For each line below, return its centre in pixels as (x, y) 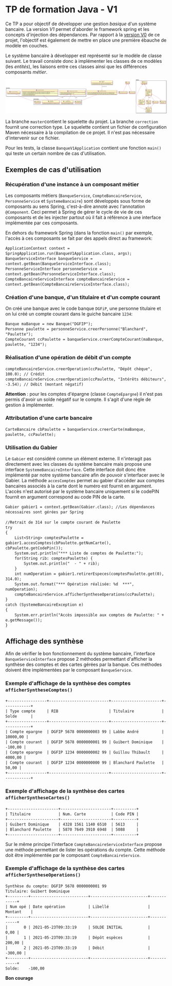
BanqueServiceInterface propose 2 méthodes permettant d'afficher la (79, 659)
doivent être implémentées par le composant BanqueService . (69, 670)
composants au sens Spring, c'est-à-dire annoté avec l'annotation (75, 206)
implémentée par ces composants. (42, 223)
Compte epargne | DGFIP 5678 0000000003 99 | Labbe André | (87, 732)
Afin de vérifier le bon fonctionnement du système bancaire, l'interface (80, 653)
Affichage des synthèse (44, 641)
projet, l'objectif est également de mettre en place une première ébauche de (86, 40)
